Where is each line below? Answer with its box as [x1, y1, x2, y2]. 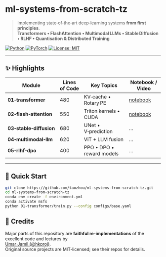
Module [22, 82, 41, 88]
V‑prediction [83, 128, 113, 134]
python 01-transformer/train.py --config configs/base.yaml [5, 204, 132, 209]
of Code [60, 85, 79, 92]
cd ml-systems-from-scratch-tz [5, 190, 70, 195]
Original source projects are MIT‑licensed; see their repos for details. [5, 246, 146, 252]
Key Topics [90, 82, 118, 88]
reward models [83, 150, 119, 157]
